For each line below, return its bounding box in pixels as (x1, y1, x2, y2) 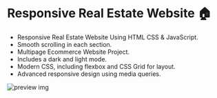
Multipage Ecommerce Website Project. (17, 48, 130, 56)
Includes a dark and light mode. (17, 55, 107, 63)
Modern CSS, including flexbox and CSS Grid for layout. (17, 62, 176, 70)
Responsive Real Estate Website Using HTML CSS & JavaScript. (17, 32, 198, 41)
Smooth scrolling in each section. (17, 40, 112, 48)
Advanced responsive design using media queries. (17, 70, 161, 78)
